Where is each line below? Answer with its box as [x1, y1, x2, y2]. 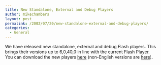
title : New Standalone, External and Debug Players [5, 7, 113, 12]
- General [9, 30, 30, 35]
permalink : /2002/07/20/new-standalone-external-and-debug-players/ [5, 21, 149, 26]
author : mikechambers [5, 12, 50, 17]
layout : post [5, 16, 32, 21]
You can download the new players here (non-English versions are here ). [5, 54, 153, 60]
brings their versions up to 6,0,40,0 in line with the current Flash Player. [5, 49, 150, 55]
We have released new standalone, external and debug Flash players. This [5, 44, 156, 49]
